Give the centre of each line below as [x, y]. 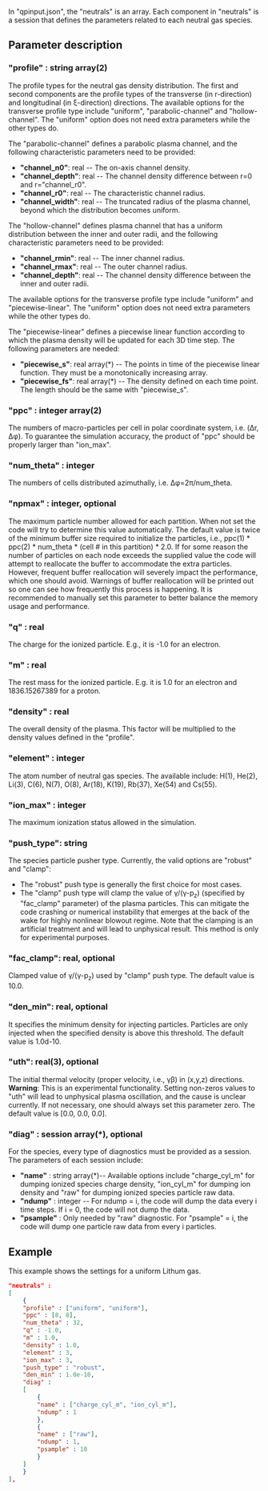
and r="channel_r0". [53, 184]
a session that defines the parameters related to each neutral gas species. [131, 20]
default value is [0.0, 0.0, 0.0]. [58, 1113]
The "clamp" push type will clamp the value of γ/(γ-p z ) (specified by [132, 894]
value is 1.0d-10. [35, 1041]
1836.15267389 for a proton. [55, 691]
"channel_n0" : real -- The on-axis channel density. [105, 167]
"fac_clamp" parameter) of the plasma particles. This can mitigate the [134, 904]
